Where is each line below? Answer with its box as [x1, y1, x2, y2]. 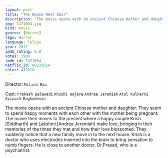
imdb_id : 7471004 [5, 58, 41, 63]
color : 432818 [5, 68, 35, 73]
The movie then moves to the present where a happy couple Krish [5, 116, 141, 121]
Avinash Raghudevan [5, 96, 46, 101]
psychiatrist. [5, 148, 31, 153]
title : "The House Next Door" [5, 12, 68, 17]
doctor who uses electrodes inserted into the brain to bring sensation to [5, 137, 153, 143]
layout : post [5, 7, 32, 12]
